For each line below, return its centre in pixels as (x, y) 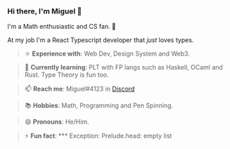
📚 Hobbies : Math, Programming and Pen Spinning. (99, 105)
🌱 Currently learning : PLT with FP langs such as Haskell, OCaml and (124, 67)
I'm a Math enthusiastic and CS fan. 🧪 (62, 27)
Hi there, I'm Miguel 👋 (45, 11)
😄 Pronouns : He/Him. (57, 122)
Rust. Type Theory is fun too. (66, 75)
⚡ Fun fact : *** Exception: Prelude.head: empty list (98, 136)
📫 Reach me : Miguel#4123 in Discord (79, 89)
